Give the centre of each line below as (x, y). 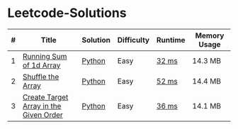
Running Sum (45, 56)
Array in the (42, 106)
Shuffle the (41, 77)
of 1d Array (41, 65)
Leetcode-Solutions (67, 13)
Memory (210, 35)
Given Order (43, 115)
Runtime (171, 40)
